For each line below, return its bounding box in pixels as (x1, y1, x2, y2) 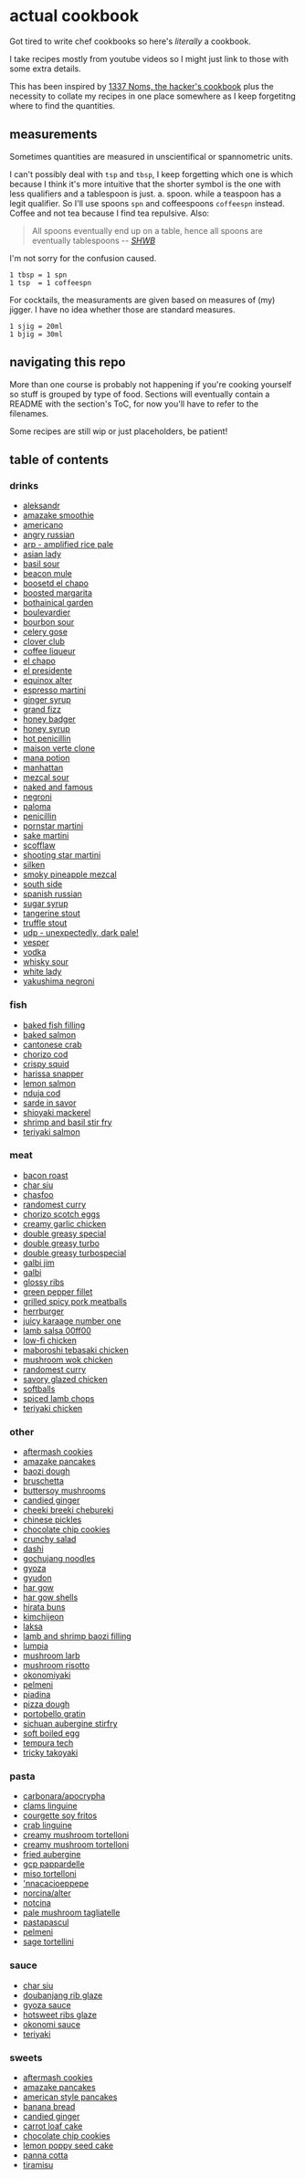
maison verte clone (22, 743, 96, 754)
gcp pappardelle (22, 1858, 85, 1869)
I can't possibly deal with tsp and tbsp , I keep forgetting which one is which (9, 168, 294, 179)
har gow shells (22, 1592, 79, 1603)
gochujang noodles (22, 1553, 96, 1564)
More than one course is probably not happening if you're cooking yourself (9, 378, 292, 389)
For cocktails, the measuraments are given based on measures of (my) (9, 294, 276, 305)
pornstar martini (22, 820, 84, 831)
